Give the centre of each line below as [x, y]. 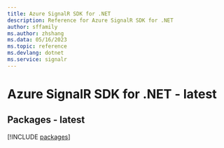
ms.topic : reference [37, 46]
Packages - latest [46, 120]
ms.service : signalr [37, 60]
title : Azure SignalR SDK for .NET [59, 14]
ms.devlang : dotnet [36, 53]
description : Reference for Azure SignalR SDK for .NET [90, 20]
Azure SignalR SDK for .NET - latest [112, 94]
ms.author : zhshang [36, 33]
